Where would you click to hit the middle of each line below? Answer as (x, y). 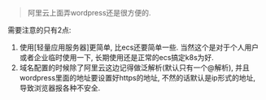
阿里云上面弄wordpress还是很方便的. (89, 13)
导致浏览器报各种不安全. (60, 88)
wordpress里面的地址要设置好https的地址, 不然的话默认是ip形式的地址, (137, 78)
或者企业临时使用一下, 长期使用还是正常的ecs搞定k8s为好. (117, 57)
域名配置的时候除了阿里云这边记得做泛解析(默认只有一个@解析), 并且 (134, 67)
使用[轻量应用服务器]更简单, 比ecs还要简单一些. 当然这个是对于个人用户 (139, 47)
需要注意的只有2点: (39, 30)
